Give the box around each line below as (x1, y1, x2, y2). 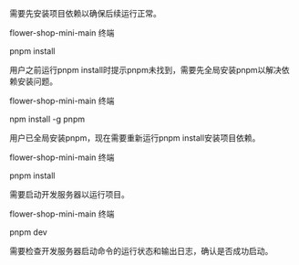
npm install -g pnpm (9, 113, 85, 124)
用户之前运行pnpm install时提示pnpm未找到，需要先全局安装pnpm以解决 (9, 65, 283, 75)
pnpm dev (9, 227, 47, 238)
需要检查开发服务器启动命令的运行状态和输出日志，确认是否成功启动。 (9, 246, 273, 256)
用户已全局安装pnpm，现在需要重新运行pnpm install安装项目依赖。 (9, 132, 261, 143)
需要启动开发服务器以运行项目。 (9, 189, 129, 199)
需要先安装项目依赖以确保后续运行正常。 (9, 8, 161, 18)
